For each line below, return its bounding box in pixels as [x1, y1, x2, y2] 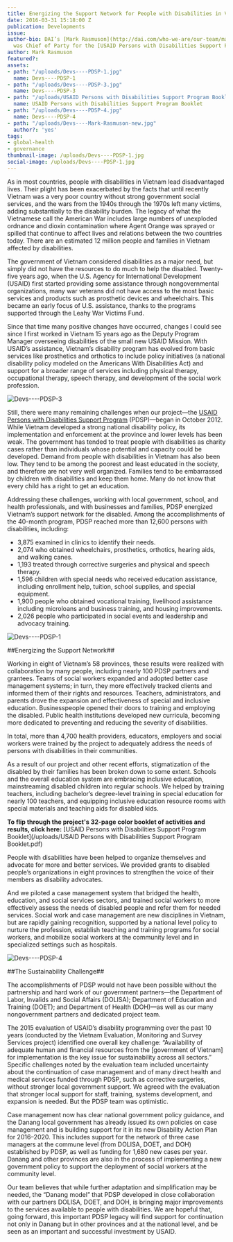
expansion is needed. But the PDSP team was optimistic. [7, 1097, 169, 1105]
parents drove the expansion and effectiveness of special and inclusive [7, 696, 210, 705]
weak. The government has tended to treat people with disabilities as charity [7, 438, 226, 446]
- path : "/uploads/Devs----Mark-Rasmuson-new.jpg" [7, 119, 157, 127]
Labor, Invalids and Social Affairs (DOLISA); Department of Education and [7, 995, 217, 1003]
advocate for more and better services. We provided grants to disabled [7, 861, 210, 869]
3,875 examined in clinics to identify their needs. [17, 538, 156, 546]
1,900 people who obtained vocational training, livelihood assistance [17, 597, 213, 605]
